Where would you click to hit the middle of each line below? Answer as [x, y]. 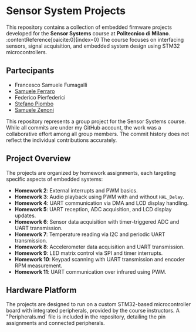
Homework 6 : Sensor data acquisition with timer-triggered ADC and [97, 221]
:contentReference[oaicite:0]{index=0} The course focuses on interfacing [95, 39]
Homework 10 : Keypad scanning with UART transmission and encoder [100, 259]
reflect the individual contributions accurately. [62, 140]
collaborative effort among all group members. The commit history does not [98, 134]
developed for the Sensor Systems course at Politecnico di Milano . [88, 33]
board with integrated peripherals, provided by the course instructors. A [93, 311]
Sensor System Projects [66, 11]
